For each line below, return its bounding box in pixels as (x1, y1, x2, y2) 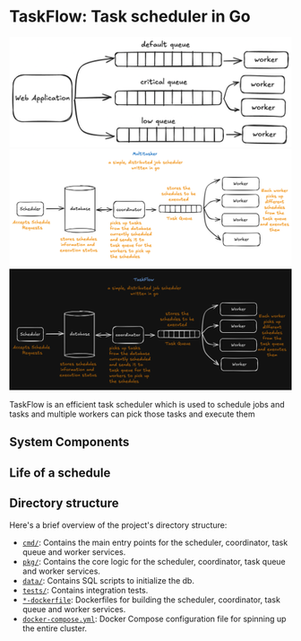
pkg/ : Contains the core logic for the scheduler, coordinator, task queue (21, 556, 287, 566)
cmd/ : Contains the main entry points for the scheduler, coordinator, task (21, 537, 288, 548)
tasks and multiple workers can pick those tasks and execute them (9, 408, 255, 419)
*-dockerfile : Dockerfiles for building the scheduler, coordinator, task (21, 594, 280, 605)
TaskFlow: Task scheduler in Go (9, 6, 251, 27)
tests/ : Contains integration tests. (21, 584, 149, 595)
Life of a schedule (9, 465, 111, 480)
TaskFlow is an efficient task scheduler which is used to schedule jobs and (9, 400, 285, 410)
